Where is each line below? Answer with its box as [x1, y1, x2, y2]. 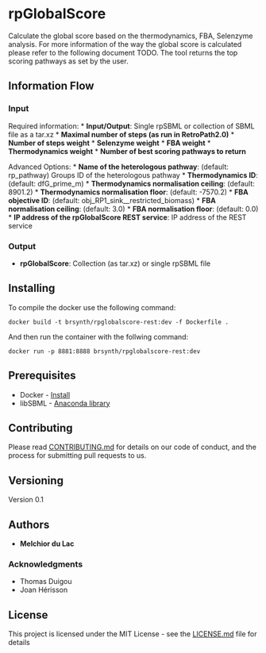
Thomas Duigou [19, 577, 72, 586]
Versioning [8, 474, 64, 487]
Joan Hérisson [19, 585, 68, 595]
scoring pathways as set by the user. [8, 56, 129, 66]
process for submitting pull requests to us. [8, 451, 147, 460]
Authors [8, 517, 50, 532]
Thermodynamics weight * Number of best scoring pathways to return [8, 146, 246, 156]
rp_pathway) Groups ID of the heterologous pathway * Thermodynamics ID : [8, 170, 258, 179]
